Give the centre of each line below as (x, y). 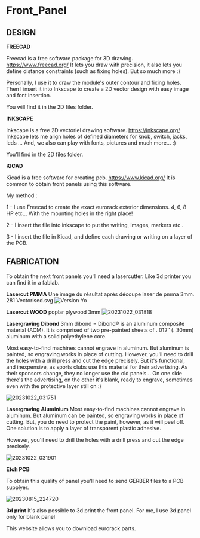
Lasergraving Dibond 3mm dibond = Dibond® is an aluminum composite (96, 323)
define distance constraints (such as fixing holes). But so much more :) (93, 71)
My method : (22, 195)
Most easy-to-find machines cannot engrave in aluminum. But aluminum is (98, 348)
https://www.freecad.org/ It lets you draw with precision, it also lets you (94, 65)
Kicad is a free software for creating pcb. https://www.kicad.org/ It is (91, 178)
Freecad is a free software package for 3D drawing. (70, 58)
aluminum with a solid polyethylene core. (56, 336)
